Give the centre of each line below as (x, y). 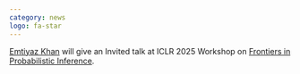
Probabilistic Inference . (52, 61)
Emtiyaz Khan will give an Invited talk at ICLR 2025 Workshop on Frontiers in (150, 51)
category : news (38, 17)
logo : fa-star (36, 26)
